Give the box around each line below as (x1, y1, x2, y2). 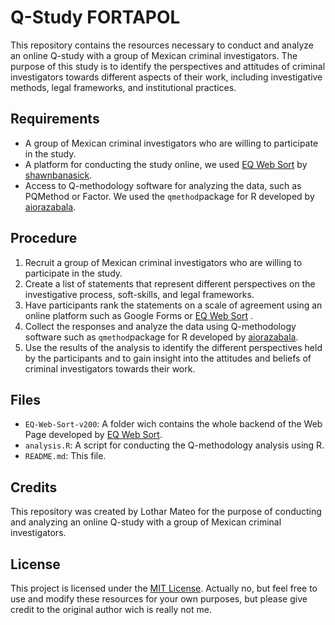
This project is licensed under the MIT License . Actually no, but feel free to (10, 582, 318, 594)
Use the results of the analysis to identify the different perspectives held (24, 341, 323, 353)
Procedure (10, 230, 78, 247)
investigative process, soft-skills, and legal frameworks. (24, 288, 255, 300)
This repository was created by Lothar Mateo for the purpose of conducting (10, 506, 322, 518)
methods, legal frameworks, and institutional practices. (10, 81, 237, 93)
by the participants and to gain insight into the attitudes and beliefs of (24, 352, 312, 364)
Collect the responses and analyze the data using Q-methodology (24, 320, 297, 332)
